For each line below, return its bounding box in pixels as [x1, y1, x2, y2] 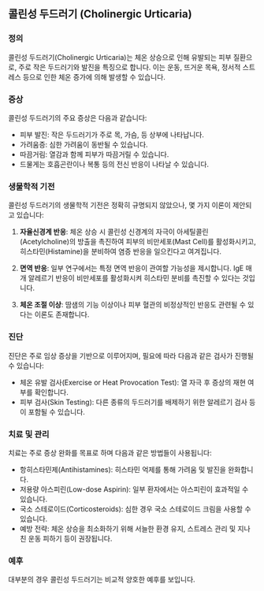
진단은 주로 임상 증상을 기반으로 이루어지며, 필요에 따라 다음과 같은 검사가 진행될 [8, 351, 255, 360]
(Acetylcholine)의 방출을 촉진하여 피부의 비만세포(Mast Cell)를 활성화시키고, [19, 237, 256, 247]
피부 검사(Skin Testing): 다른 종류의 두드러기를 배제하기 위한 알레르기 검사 [19, 397, 248, 407]
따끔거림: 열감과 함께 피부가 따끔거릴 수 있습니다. [19, 149, 169, 159]
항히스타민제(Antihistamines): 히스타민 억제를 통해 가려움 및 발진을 [19, 464, 226, 474]
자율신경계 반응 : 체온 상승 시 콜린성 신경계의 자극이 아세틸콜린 [19, 227, 209, 236]
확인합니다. [34, 387, 69, 396]
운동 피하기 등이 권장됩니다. [28, 533, 113, 543]
